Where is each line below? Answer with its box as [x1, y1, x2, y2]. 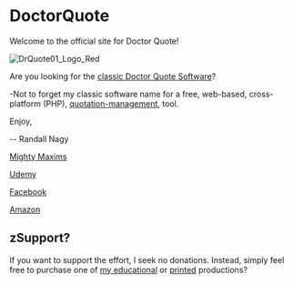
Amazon [9, 204, 41, 215]
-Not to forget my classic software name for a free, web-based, [9, 88, 248, 99]
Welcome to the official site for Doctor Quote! [9, 35, 179, 46]
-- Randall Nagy [9, 133, 69, 144]
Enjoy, [9, 116, 33, 127]
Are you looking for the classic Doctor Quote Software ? [9, 70, 217, 82]
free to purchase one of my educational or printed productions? [9, 264, 248, 275]
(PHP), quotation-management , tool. [42, 97, 179, 109]
